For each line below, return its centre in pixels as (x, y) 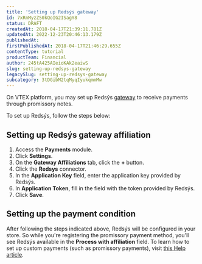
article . (15, 254)
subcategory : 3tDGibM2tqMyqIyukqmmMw (54, 80)
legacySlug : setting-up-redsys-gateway (57, 74)
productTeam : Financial (37, 57)
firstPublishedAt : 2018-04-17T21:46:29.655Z (64, 46)
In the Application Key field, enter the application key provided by (98, 175)
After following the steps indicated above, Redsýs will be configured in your (101, 229)
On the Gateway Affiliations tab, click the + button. (79, 162)
